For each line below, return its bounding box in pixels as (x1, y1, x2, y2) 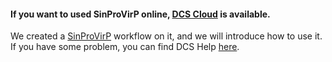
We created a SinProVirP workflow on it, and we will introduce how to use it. (10, 30, 323, 42)
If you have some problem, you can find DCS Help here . (10, 41, 240, 53)
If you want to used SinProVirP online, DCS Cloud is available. (10, 8, 271, 20)
